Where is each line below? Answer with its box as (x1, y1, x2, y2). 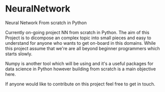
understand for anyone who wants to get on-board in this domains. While (5, 40, 156, 46)
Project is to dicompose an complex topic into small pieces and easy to (5, 35, 151, 41)
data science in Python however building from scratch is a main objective (5, 66, 156, 72)
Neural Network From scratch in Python (5, 20, 87, 26)
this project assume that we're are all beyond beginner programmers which (5, 45, 160, 51)
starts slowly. (5, 51, 32, 57)
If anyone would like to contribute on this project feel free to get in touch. (5, 81, 155, 87)
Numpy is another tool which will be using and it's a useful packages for (5, 60, 153, 66)
